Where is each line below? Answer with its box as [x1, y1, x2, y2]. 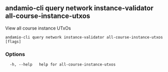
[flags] [5, 39, 22, 44]
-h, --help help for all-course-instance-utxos [10, 62, 116, 67]
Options [5, 50, 25, 57]
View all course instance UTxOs [5, 25, 71, 31]
